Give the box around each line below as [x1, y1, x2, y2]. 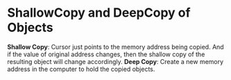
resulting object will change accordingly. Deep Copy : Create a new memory [7, 57, 224, 65]
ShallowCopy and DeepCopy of [7, 5, 191, 21]
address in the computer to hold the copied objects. [7, 65, 155, 73]
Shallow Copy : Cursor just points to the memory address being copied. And [7, 42, 224, 51]
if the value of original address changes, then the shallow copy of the [7, 50, 205, 58]
